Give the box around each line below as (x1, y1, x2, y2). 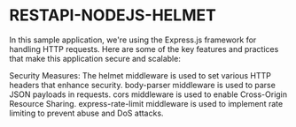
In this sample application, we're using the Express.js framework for (9, 34, 257, 45)
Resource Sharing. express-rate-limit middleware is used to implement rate (9, 98, 284, 108)
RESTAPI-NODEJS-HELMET (9, 5, 217, 26)
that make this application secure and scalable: (9, 53, 182, 63)
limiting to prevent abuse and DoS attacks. (9, 108, 164, 118)
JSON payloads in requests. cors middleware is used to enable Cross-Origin (9, 89, 288, 100)
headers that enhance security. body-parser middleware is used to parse (9, 79, 277, 90)
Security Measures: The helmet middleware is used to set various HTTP (9, 70, 272, 80)
